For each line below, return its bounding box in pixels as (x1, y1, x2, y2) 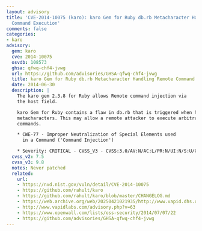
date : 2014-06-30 (11, 82, 55, 88)
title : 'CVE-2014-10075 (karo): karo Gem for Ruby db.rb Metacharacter (6, 14, 189, 21)
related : (11, 170, 34, 177)
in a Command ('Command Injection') (22, 137, 114, 144)
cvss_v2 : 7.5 (11, 154, 44, 160)
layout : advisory (6, 8, 50, 15)
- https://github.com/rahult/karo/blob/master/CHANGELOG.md (17, 193, 171, 199)
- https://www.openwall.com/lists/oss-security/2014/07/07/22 (17, 209, 176, 216)
